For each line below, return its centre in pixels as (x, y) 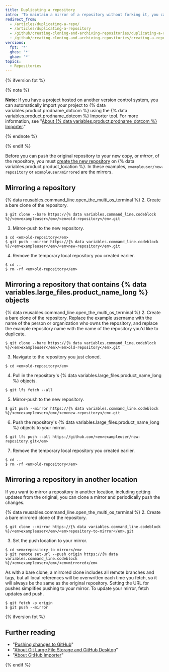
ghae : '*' (20, 57)
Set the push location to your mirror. (50, 540)
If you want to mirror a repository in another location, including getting (78, 492)
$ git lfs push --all (28, 437)
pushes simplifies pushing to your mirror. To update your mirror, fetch (77, 588)
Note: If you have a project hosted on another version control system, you (82, 100)
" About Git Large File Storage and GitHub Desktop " (65, 650)
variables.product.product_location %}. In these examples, (66, 167)
